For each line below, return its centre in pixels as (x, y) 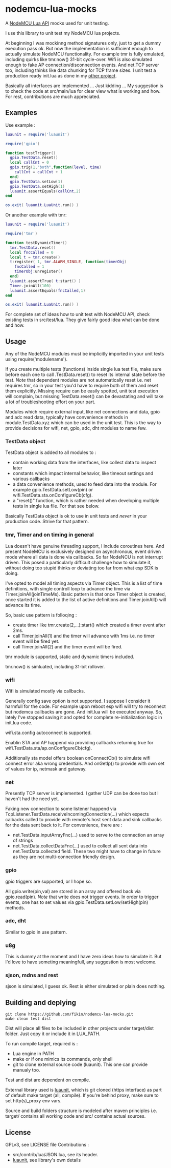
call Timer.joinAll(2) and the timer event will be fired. (67, 646)
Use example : (20, 125)
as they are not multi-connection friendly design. (64, 857)
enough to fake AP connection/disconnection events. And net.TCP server (82, 65)
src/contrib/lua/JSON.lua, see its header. (55, 1155)
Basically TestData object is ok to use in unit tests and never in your (76, 516)
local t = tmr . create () (35, 257)
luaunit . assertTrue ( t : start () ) (45, 281)
